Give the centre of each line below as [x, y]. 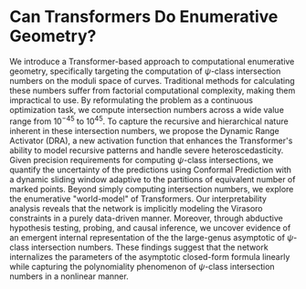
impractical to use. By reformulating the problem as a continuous [132, 100]
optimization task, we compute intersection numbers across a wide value [147, 109]
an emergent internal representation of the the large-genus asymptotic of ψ [152, 237]
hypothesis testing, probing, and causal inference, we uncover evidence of [150, 227]
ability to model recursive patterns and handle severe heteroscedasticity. [147, 150]
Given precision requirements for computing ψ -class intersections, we [142, 160]
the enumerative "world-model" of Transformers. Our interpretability [138, 199]
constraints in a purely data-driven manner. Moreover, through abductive [146, 218]
